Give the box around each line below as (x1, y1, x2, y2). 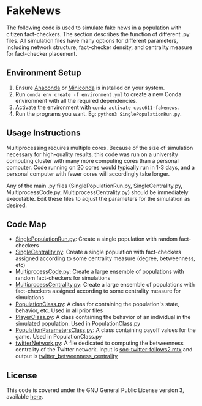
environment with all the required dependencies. (15, 97, 138, 104)
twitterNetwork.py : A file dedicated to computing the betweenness (15, 339, 184, 347)
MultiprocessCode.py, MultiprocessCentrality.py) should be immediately (6, 188, 189, 196)
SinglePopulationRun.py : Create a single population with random (15, 235, 178, 242)
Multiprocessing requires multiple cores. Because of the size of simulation (6, 144, 193, 151)
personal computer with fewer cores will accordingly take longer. (6, 170, 170, 178)
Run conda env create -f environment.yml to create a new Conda (15, 90, 182, 98)
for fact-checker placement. (6, 50, 78, 57)
